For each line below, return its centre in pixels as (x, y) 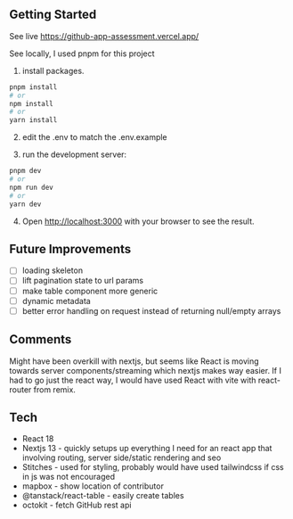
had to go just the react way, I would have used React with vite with (133, 380)
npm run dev (31, 187)
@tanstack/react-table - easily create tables (103, 496)
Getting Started (53, 15)
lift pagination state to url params (83, 281)
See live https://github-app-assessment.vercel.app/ (104, 36)
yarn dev (25, 204)
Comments (41, 339)
